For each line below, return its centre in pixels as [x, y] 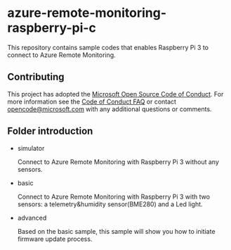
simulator [31, 148]
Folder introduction [50, 131]
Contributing [36, 77]
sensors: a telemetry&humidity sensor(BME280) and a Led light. [110, 204]
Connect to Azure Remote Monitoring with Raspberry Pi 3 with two [114, 196]
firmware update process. [55, 239]
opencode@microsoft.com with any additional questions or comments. [110, 109]
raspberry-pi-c [52, 28]
